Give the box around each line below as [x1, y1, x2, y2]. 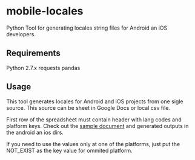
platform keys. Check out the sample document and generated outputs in [6, 122, 189, 129]
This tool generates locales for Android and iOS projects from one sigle [6, 98, 183, 105]
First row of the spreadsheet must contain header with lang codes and [6, 116, 182, 123]
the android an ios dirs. [6, 129, 64, 136]
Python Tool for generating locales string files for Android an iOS [6, 24, 168, 31]
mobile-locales [6, 4, 84, 18]
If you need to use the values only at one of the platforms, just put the [6, 140, 180, 147]
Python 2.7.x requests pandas [6, 64, 81, 71]
